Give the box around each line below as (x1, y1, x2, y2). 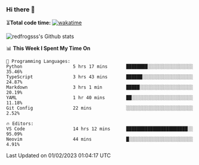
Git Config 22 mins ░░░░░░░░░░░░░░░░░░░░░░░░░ (6, 105, 194, 112)
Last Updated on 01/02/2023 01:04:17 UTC (6, 152, 111, 159)
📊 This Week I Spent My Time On (6, 45, 91, 52)
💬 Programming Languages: (6, 59, 70, 65)
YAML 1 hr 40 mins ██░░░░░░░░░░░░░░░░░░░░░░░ (6, 95, 194, 101)
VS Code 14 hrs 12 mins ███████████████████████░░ (6, 126, 194, 132)
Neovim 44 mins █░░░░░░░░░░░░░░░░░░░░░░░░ (6, 137, 194, 142)
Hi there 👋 (6, 5, 36, 14)
